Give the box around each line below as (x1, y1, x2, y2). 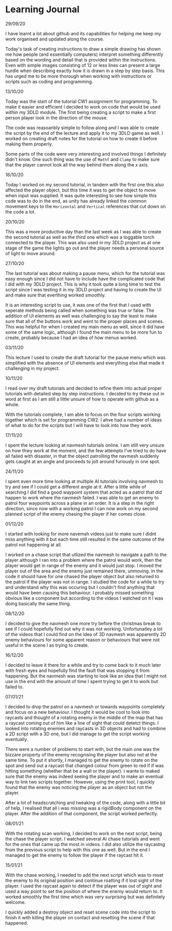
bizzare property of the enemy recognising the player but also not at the (5, 751, 158, 757)
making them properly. (5, 141, 53, 147)
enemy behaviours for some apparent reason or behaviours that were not (5, 637, 160, 643)
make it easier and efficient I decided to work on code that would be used (5, 103, 161, 110)
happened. (5, 920, 28, 926)
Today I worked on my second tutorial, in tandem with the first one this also (5, 181, 164, 187)
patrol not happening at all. (5, 541, 62, 547)
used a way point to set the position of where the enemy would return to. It (5, 888, 163, 894)
